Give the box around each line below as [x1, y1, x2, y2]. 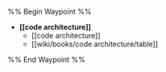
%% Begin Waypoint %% [7, 7, 92, 16]
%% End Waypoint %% [7, 55, 85, 64]
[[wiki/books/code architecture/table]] [31, 39, 159, 49]
